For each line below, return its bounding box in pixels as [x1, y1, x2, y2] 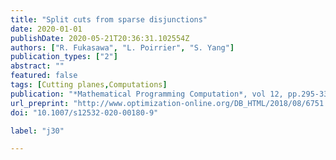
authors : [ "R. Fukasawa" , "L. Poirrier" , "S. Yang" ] [10, 42, 235, 53]
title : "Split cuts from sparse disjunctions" [10, 14, 208, 25]
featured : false [10, 71, 78, 81]
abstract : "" [10, 61, 65, 71]
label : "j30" [10, 126, 65, 136]
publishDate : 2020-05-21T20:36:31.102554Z [10, 33, 190, 43]
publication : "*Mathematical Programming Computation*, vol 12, [10, 89, 284, 99]
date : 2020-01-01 [10, 24, 83, 34]
